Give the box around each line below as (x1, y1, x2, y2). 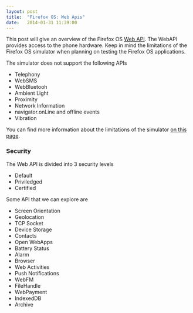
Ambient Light (14, 89, 49, 97)
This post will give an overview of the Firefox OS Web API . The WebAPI (6, 36, 178, 43)
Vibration (14, 115, 37, 122)
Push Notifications (14, 269, 60, 277)
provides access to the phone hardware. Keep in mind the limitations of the (6, 42, 188, 49)
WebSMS (14, 77, 38, 84)
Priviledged (14, 178, 43, 185)
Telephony (14, 71, 40, 78)
